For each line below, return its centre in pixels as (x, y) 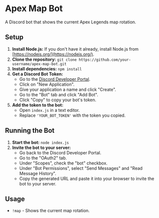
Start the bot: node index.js (40, 142)
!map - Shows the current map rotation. (51, 211)
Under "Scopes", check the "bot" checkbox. (63, 163)
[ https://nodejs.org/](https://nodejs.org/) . (53, 54)
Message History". (38, 173)
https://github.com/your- (105, 60)
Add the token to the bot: (38, 105)
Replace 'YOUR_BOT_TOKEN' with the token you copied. (72, 115)
